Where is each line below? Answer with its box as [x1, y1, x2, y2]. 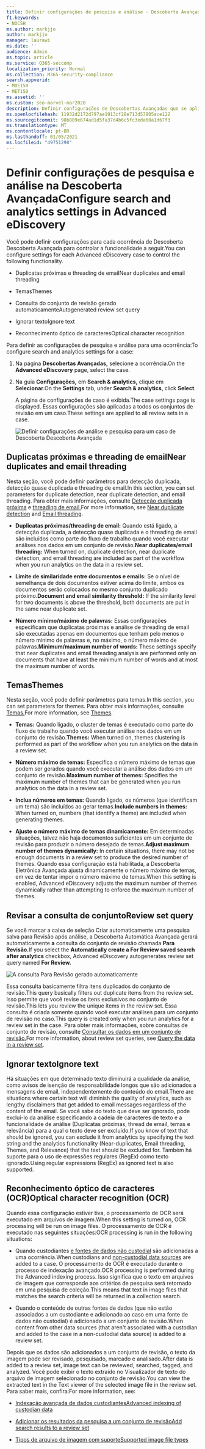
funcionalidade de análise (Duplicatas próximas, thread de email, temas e [6, 1120, 190, 1127]
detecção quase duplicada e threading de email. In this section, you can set [6, 484, 195, 492]
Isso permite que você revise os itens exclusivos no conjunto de [6, 996, 167, 1003]
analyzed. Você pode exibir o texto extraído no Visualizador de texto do [6, 1368, 186, 1375]
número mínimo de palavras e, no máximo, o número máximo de [15, 636, 177, 644]
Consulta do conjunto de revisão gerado [15, 299, 117, 307]
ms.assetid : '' [6, 94, 45, 100]
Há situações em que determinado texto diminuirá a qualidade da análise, [6, 1075, 191, 1082]
